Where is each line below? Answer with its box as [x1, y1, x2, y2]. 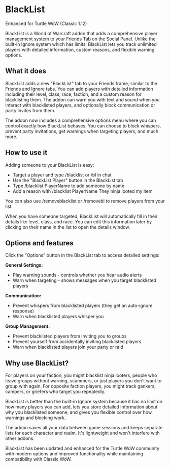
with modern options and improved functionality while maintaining [5, 451, 144, 457]
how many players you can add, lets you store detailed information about [5, 404, 158, 410]
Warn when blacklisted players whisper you [12, 314, 104, 320]
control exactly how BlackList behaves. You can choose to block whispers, [5, 122, 161, 128]
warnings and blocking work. [5, 414, 66, 421]
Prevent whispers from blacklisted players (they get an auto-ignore [12, 302, 153, 309]
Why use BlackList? [5, 358, 69, 368]
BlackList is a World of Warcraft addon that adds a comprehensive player [5, 30, 158, 36]
